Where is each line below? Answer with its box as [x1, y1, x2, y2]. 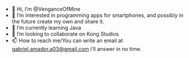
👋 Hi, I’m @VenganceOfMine [11, 6, 81, 12]
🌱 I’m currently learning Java [11, 24, 82, 31]
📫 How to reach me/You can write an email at [11, 37, 123, 44]
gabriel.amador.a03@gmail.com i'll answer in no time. [11, 46, 142, 52]
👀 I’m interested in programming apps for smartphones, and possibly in [11, 12, 184, 19]
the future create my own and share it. [11, 18, 104, 25]
